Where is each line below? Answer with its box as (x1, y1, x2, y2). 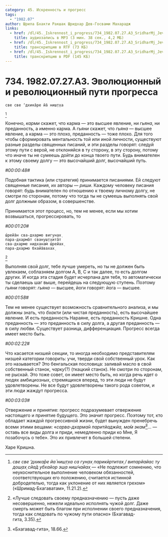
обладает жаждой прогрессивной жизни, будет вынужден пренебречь (5, 418, 157, 424)
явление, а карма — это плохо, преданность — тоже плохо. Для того (5, 131, 153, 137)
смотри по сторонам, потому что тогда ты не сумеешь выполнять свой (5, 193, 158, 199)
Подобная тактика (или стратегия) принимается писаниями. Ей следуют (5, 177, 161, 183)
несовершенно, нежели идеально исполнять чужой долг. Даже (12, 500, 148, 506)
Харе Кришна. (5, 444, 35, 450)
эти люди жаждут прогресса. (5, 388, 68, 394)
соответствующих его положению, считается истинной (12, 474, 131, 480)
